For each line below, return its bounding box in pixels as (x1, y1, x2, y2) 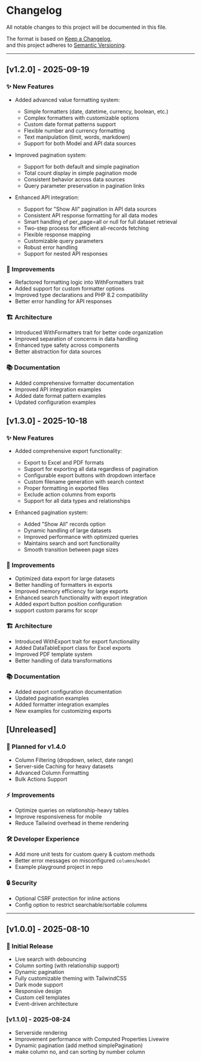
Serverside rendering (14, 1029, 68, 1036)
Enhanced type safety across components (14, 341, 120, 349)
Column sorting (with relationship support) (14, 962, 120, 969)
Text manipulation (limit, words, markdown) (23, 133, 130, 140)
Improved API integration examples (14, 385, 102, 393)
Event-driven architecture (14, 1000, 78, 1008)
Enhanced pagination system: (14, 509, 89, 516)
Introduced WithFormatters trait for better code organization (14, 329, 163, 336)
